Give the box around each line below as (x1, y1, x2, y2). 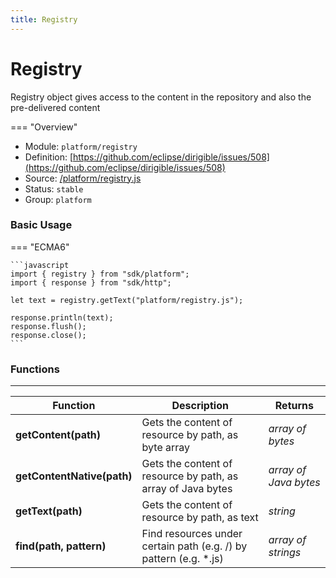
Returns (274, 399, 314, 413)
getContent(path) (15, 428, 102, 442)
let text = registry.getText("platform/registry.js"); (10, 295, 244, 305)
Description (171, 399, 229, 413)
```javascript (10, 260, 70, 270)
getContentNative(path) (15, 469, 133, 483)
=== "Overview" (10, 121, 78, 133)
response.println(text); (10, 312, 114, 323)
